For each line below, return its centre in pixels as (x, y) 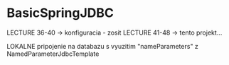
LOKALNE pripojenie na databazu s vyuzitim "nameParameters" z (102, 46)
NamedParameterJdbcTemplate (53, 54)
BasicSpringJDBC (60, 13)
